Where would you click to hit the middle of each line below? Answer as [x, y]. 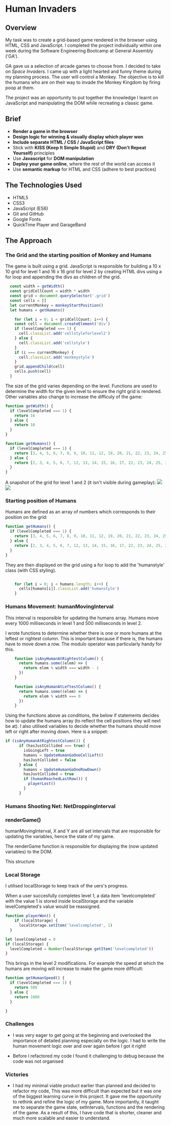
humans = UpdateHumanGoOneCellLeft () [63, 755]
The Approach [28, 241]
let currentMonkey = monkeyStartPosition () [56, 305]
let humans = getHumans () [37, 310]
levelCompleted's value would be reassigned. [53, 907]
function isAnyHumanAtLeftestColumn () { [58, 687]
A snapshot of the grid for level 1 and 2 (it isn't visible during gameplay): [81, 483]
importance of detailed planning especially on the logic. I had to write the [89, 1040]
